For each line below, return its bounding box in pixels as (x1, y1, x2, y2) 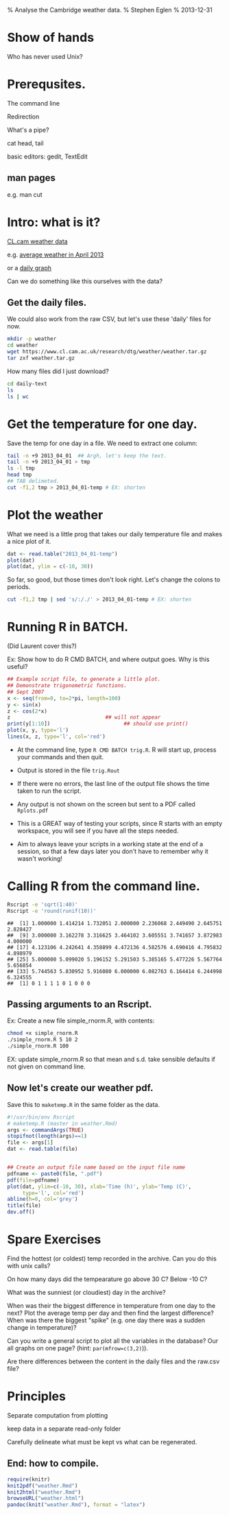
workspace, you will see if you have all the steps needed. (16, 826, 179, 835)
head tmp (7, 471, 32, 479)
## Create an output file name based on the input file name (7, 1164, 186, 1171)
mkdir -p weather (7, 335, 57, 342)
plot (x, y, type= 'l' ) (7, 727, 69, 734)
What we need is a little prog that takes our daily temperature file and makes (7, 529, 223, 538)
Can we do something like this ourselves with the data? (7, 277, 163, 285)
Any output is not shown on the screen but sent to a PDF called (16, 800, 195, 808)
